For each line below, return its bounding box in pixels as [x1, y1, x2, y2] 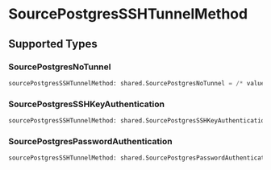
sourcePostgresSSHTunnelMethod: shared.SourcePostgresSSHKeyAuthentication [8, 117, 269, 125]
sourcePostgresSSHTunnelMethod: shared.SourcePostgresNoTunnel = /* [8, 79, 244, 87]
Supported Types [8, 37, 98, 51]
